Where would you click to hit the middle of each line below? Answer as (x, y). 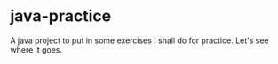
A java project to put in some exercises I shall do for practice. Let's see (139, 40)
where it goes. (36, 49)
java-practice (61, 16)
